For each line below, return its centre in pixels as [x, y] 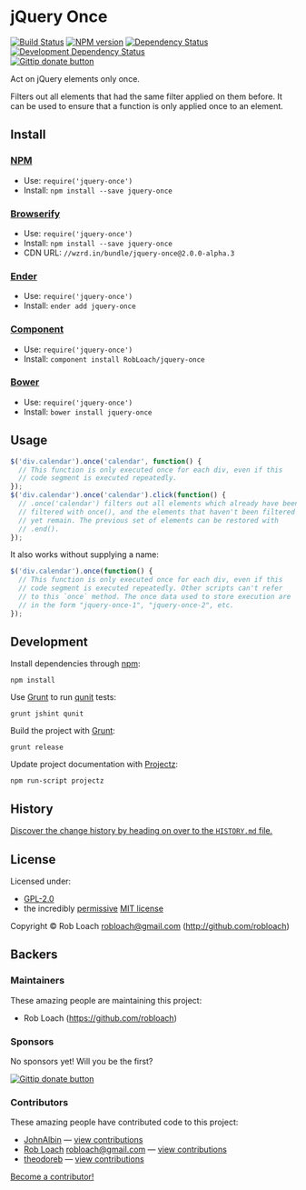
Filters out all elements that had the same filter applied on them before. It [146, 96]
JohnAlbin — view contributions [83, 1140]
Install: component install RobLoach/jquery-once [114, 359]
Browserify [35, 214]
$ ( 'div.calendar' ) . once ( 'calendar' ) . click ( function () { [118, 495]
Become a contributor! [52, 1177]
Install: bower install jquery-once [88, 412]
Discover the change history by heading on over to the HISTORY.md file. [142, 831]
